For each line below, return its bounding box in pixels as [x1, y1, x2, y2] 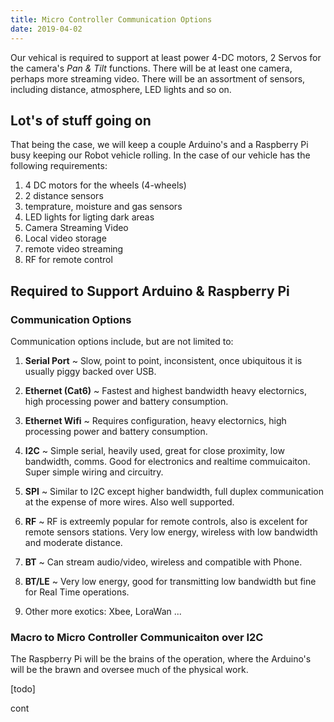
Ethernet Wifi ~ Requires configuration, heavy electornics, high [24, 415, 287, 426]
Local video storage [24, 232, 107, 245]
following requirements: [10, 160, 108, 172]
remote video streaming [24, 243, 124, 255]
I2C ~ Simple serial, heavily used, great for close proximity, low [24, 445, 285, 456]
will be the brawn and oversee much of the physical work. [10, 664, 249, 676]
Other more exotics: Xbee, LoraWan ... [24, 606, 182, 617]
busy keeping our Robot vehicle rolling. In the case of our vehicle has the [10, 149, 311, 161]
